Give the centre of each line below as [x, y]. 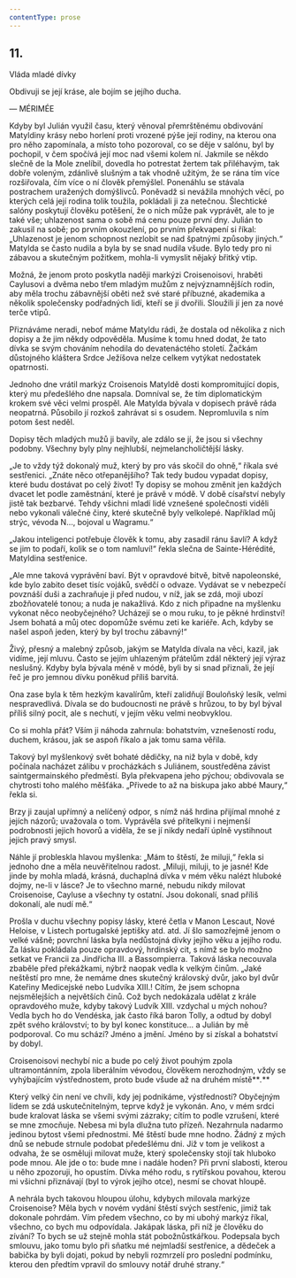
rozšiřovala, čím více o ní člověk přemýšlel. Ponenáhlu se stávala [127, 182]
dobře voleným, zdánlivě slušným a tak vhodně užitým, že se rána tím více [144, 173]
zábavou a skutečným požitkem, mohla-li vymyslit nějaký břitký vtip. [133, 258]
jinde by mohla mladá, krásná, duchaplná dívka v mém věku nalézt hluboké [145, 876]
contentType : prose [45, 17]
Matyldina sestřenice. [49, 558]
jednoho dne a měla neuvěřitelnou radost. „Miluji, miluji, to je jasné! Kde [139, 867]
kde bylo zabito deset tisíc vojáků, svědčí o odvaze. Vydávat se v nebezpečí [148, 585]
